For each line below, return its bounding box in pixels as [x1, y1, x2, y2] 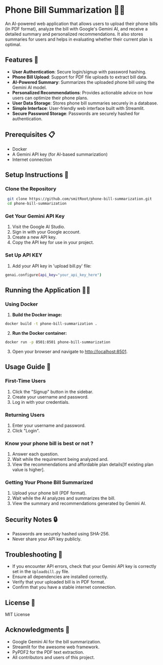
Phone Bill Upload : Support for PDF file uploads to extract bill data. [12, 74, 148, 80]
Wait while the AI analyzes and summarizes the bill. [12, 495, 116, 501]
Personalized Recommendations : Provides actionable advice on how [12, 89, 153, 95]
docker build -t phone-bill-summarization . [5, 321, 97, 326]
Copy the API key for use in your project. [12, 239, 94, 245]
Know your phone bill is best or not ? [5, 440, 94, 447]
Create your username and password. [12, 394, 89, 399]
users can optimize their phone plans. [12, 95, 89, 101]
